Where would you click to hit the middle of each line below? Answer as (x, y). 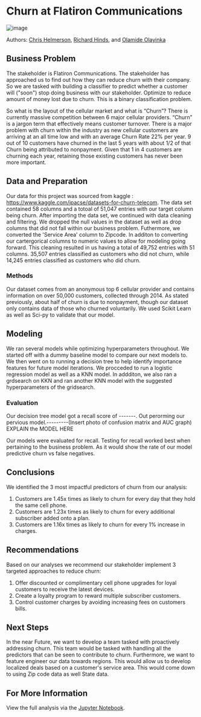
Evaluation (22, 403)
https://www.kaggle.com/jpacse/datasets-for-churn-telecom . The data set (99, 202)
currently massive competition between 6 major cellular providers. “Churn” (99, 117)
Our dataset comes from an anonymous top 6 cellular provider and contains (101, 289)
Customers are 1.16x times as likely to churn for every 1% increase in (100, 524)
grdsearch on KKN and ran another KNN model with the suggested (89, 380)
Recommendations (43, 550)
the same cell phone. (41, 505)
